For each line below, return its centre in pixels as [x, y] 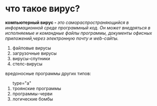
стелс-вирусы [27, 64]
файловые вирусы [32, 48]
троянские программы [37, 88]
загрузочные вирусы [35, 53]
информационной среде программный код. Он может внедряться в [78, 27]
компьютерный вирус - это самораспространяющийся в [67, 22]
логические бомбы [33, 99]
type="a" [22, 83]
